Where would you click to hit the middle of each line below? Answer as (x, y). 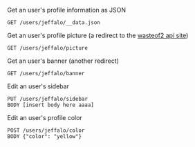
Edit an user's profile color (45, 118)
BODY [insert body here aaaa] (51, 105)
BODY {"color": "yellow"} (44, 137)
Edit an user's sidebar (38, 86)
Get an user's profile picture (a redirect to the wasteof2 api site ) (98, 35)
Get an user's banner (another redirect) (63, 61)
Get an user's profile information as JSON (67, 10)
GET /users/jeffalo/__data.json (54, 23)
